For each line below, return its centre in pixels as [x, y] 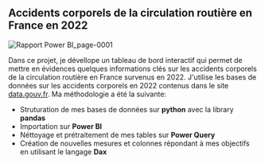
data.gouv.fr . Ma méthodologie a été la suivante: [88, 94]
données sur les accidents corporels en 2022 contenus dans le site [119, 85]
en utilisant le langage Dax [63, 151]
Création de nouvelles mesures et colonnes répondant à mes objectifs [134, 143]
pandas [33, 118]
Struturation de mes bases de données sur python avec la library [127, 109]
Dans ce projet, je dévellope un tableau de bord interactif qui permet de [125, 60]
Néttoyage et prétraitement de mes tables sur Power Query [117, 135]
